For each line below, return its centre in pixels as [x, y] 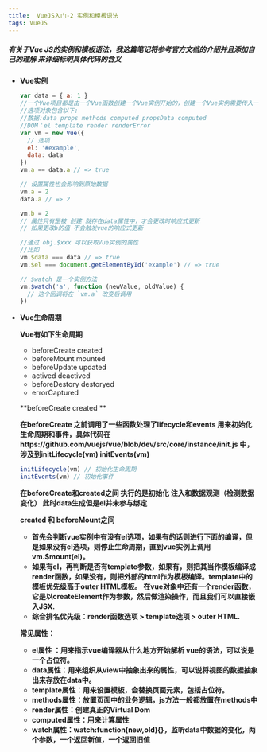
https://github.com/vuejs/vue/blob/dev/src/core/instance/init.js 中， [137, 444]
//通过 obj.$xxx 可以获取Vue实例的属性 [79, 243]
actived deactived [61, 376]
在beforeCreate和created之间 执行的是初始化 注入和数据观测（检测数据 [137, 493]
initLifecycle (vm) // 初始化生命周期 [78, 470]
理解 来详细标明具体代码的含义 [72, 60]
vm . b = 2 [34, 213]
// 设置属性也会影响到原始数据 [64, 185]
